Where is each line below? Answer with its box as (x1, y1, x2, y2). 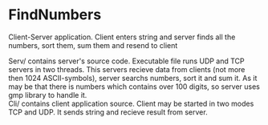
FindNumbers (8, 6, 102, 24)
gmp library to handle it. (8, 90, 87, 99)
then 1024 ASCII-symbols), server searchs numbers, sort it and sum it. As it (8, 73, 258, 83)
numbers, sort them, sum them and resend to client (8, 40, 178, 50)
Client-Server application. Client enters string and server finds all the (8, 32, 236, 42)
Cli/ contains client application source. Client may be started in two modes (8, 99, 254, 108)
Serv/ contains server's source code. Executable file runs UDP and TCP (8, 56, 245, 66)
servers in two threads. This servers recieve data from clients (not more (8, 64, 246, 74)
